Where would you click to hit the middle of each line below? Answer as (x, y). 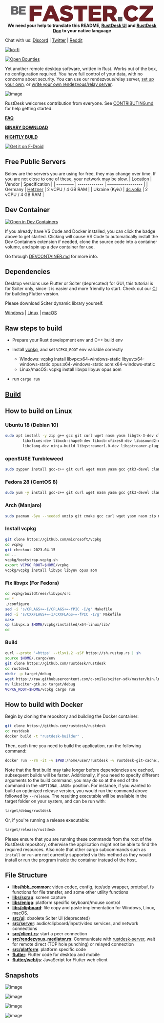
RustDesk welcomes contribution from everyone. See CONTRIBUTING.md (79, 103)
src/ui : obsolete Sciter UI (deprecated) (51, 918)
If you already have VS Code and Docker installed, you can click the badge (80, 231)
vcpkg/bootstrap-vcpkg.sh (31, 560)
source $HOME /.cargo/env (30, 658)
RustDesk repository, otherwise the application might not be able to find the (81, 844)
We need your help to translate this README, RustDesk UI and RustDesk (82, 25)
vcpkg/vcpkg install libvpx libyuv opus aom (51, 571)
